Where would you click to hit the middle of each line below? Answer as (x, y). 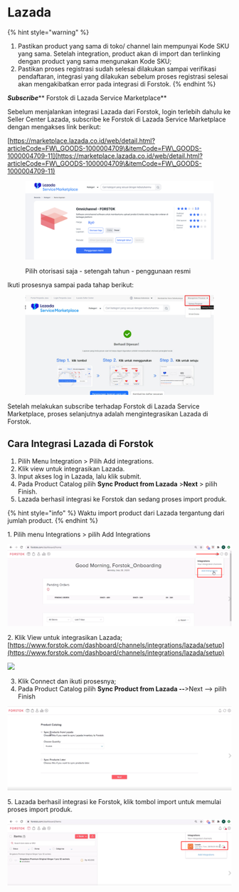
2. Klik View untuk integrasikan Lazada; (65, 638)
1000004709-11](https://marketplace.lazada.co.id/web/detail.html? (105, 156)
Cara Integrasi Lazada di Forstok (81, 444)
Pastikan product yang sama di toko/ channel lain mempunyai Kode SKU (123, 46)
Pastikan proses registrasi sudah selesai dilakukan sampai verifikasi (117, 69)
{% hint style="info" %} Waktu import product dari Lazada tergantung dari (116, 513)
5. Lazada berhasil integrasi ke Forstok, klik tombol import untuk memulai (115, 801)
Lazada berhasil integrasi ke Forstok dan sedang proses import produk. (122, 499)
